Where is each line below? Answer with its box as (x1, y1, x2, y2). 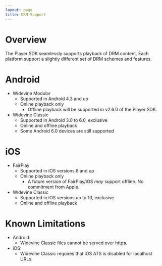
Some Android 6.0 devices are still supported (20, 128, 114, 134)
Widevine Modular (12, 91, 51, 97)
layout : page (5, 7, 33, 13)
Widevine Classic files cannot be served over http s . (20, 240, 128, 246)
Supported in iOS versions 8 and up (20, 168, 94, 174)
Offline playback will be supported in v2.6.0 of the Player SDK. (27, 107, 157, 113)
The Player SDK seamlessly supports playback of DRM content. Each (5, 51, 149, 57)
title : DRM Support (5, 12, 46, 17)
